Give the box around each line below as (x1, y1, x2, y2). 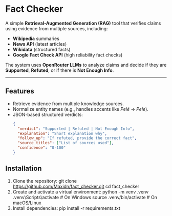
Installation (5, 164, 42, 173)
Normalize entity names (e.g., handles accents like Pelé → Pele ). (12, 106, 148, 112)
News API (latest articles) (12, 41, 67, 47)
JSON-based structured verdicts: (12, 111, 83, 117)
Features (5, 87, 34, 95)
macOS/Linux (12, 200, 42, 206)
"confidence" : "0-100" (17, 145, 66, 150)
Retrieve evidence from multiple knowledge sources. (12, 101, 124, 107)
